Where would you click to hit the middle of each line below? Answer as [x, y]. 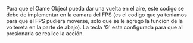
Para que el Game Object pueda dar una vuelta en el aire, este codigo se [95, 9]
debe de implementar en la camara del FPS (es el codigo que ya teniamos [97, 15]
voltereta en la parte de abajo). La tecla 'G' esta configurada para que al [94, 27]
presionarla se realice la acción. [45, 34]
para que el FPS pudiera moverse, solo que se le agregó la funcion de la [95, 21]
